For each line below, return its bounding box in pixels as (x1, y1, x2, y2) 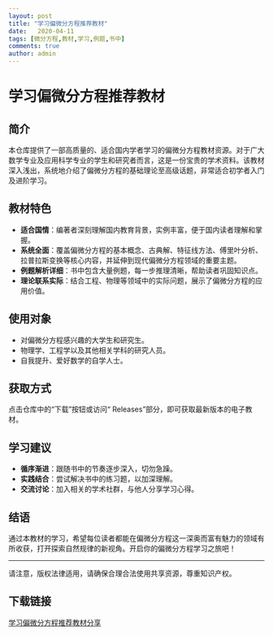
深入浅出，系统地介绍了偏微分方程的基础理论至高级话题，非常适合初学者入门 (8, 166, 265, 175)
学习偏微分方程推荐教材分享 (8, 617, 102, 627)
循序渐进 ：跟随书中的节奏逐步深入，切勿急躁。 (19, 464, 177, 474)
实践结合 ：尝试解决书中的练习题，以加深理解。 (19, 474, 177, 484)
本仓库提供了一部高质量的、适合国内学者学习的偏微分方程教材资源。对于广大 (8, 146, 265, 154)
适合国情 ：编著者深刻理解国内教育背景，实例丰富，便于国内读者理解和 (19, 224, 256, 234)
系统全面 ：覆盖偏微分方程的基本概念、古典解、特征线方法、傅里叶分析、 (19, 245, 262, 254)
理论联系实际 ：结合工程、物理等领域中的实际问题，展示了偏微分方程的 (19, 276, 256, 285)
